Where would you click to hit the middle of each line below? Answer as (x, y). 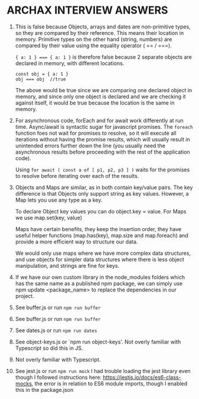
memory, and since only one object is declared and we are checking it (100, 96)
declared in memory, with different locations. (70, 63)
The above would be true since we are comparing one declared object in (104, 90)
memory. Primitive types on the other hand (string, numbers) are (94, 39)
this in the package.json (44, 390)
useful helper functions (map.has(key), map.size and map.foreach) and (102, 235)
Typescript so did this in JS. (49, 348)
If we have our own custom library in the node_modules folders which (100, 277)
